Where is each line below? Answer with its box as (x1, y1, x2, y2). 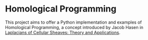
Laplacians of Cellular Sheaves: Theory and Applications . (5, 29, 121, 35)
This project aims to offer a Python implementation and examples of (5, 19, 142, 25)
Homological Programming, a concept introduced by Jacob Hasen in (5, 24, 144, 30)
